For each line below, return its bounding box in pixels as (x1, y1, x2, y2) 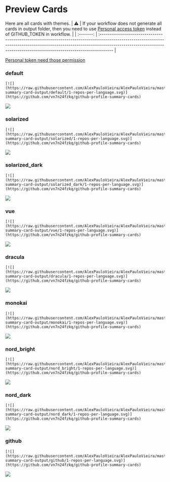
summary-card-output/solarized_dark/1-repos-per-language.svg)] (5, 182, 144, 187)
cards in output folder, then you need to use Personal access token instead (5, 25, 161, 31)
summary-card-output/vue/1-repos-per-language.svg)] (5, 228, 119, 233)
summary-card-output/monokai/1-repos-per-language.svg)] (5, 320, 128, 325)
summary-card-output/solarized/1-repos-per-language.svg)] (5, 136, 133, 141)
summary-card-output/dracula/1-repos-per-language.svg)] (5, 274, 128, 279)
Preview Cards (5, 4, 68, 15)
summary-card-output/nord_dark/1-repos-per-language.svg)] (5, 412, 133, 417)
